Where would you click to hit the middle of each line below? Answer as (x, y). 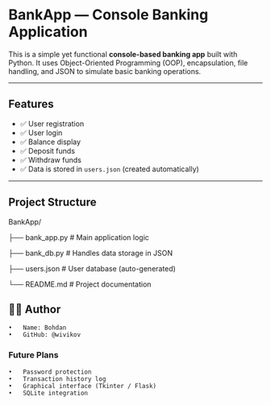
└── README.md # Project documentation (80, 284)
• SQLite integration (48, 393)
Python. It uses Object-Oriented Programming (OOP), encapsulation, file (128, 63)
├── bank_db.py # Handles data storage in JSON (91, 253)
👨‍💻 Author (35, 309)
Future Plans (33, 355)
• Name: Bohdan (38, 328)
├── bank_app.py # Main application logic (79, 237)
